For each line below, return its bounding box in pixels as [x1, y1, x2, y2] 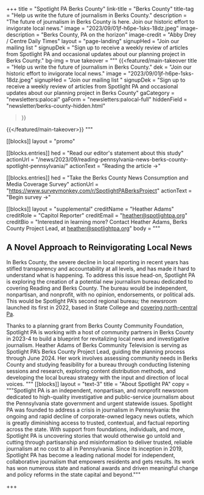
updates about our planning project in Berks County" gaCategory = [6, 90, 175, 96]
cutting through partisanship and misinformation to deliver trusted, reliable [6, 438, 193, 446]
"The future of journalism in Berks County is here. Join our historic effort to [6, 18, 195, 25]
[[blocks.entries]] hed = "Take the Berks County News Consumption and [6, 174, 189, 181]
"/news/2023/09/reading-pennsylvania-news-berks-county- [35, 156, 189, 163]
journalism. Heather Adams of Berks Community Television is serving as [6, 341, 188, 349]
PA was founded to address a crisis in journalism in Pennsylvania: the [6, 406, 180, 413]
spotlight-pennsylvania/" [6, 163, 69, 169]
